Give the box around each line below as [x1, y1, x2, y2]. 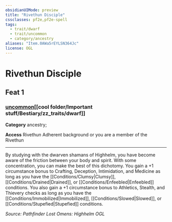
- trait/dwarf [10, 27, 40, 32]
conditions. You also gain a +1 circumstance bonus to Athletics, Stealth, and [5, 184, 165, 190]
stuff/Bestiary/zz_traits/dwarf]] [5, 110, 85, 117]
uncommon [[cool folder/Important [5, 104, 93, 111]
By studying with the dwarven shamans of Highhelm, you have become [5, 152, 156, 158]
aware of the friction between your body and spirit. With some [5, 157, 137, 163]
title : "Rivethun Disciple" [5, 12, 66, 17]
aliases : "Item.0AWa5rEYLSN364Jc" [5, 41, 79, 46]
